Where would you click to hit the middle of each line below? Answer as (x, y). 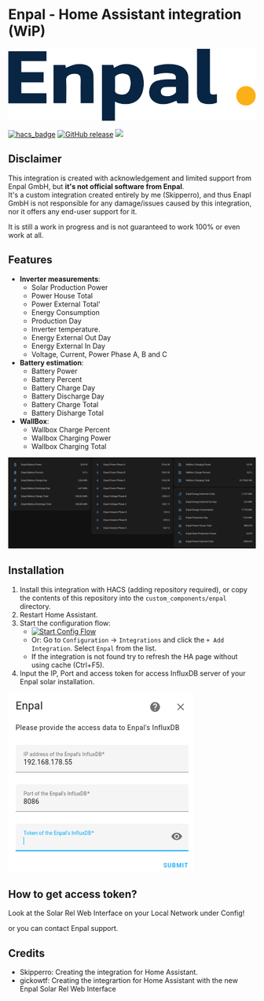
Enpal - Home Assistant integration (125, 15)
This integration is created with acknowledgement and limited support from (130, 178)
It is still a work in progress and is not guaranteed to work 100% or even (124, 227)
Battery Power (54, 371)
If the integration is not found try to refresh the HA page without (134, 656)
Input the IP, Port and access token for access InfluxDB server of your (132, 673)
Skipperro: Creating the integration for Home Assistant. (108, 972)
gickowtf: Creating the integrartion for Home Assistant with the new (128, 981)
